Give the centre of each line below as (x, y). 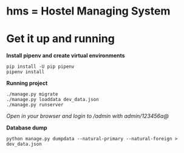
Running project (27, 83)
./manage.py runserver (35, 105)
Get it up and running (61, 39)
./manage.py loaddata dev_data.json (53, 100)
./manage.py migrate (32, 94)
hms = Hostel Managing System (88, 11)
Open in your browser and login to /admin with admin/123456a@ (87, 116)
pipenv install (26, 72)
